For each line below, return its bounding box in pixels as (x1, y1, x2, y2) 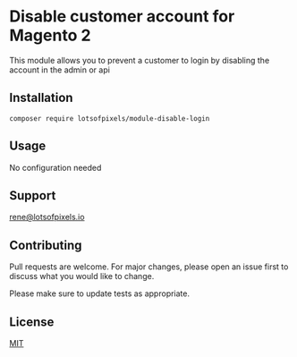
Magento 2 (9, 25, 91, 46)
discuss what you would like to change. (9, 271, 155, 282)
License (9, 314, 55, 329)
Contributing (9, 237, 82, 252)
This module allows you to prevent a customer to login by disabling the (9, 55, 270, 65)
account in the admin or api (9, 64, 110, 75)
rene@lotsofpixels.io (9, 212, 85, 223)
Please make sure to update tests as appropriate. (9, 288, 191, 299)
